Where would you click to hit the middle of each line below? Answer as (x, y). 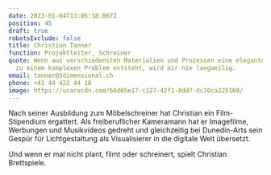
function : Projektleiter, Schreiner (70, 53)
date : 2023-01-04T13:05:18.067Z (63, 16)
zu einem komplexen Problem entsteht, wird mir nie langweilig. (126, 68)
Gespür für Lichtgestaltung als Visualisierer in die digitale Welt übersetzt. (129, 139)
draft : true (28, 31)
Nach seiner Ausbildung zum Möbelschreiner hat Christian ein (112, 113)
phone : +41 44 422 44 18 (50, 83)
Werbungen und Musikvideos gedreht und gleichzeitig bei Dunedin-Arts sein (135, 130)
